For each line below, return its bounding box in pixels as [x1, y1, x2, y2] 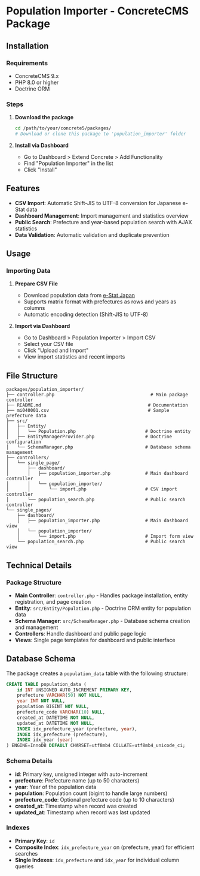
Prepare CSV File [14, 280, 59, 287]
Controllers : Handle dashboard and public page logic [14, 630, 146, 637]
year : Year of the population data [14, 783, 97, 790]
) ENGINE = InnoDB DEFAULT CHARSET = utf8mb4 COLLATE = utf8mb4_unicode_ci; [6, 742, 186, 749]
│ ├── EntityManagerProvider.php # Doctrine [6, 434, 172, 440]
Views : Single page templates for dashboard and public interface [14, 636, 176, 643]
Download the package [14, 114, 73, 121]
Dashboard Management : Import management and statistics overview [14, 212, 189, 219]
